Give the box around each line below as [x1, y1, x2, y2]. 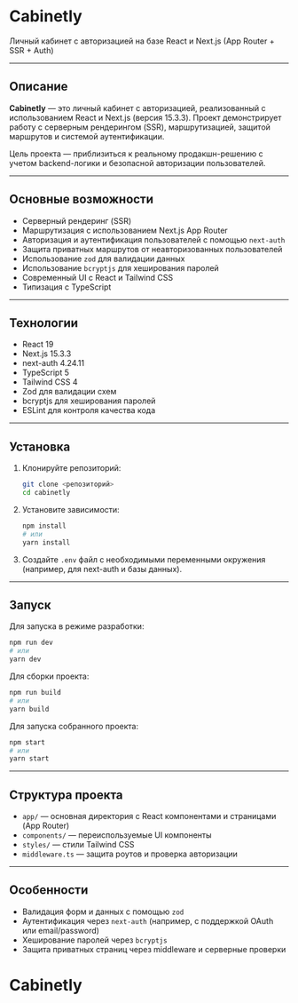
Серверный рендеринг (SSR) [21, 215, 131, 226]
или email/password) [21, 925, 100, 935]
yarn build [9, 704, 50, 713]
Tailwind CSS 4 [21, 377, 78, 387]
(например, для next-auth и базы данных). [21, 563, 183, 574]
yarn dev [9, 655, 42, 664]
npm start [9, 737, 46, 747]
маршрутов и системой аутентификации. [9, 131, 165, 141]
